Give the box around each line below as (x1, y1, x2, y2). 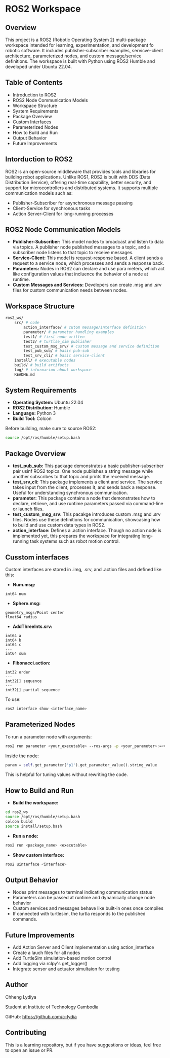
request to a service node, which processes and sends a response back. (12, 260, 164, 266)
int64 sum (5, 651, 26, 656)
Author (5, 980, 28, 989)
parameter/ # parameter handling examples (23, 329, 114, 335)
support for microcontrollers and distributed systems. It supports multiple (5, 185, 158, 191)
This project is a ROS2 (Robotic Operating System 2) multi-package (5, 37, 146, 43)
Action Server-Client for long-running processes (12, 210, 114, 217)
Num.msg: (12, 581, 35, 587)
